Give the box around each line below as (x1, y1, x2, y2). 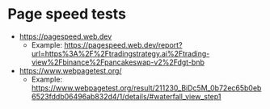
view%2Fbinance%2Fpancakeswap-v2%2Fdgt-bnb (31, 57, 205, 67)
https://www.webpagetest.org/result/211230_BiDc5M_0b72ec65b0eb (31, 82, 262, 93)
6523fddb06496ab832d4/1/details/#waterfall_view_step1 (31, 91, 221, 101)
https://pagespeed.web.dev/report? (63, 40, 183, 49)
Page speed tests (7, 5, 127, 23)
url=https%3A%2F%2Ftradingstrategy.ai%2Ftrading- (31, 48, 210, 58)
